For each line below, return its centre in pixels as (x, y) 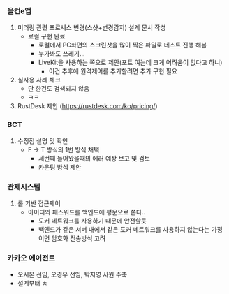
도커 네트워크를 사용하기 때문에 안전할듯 (92, 221)
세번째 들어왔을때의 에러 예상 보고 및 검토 (94, 158)
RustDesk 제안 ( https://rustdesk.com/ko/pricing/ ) (88, 106)
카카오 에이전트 (31, 258)
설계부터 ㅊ (32, 284)
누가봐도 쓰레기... (61, 54)
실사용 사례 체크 (39, 80)
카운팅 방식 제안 (60, 167)
